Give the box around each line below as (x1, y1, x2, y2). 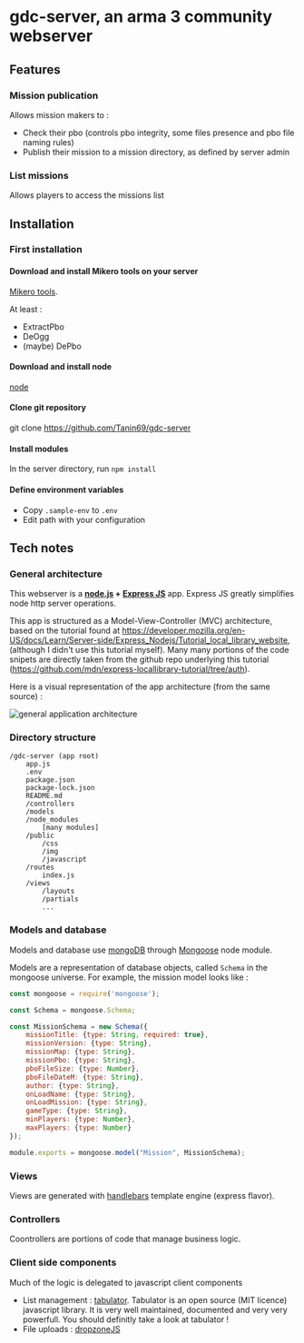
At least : (9, 303, 43, 314)
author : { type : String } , (25, 1081, 120, 1091)
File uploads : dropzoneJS (22, 1323, 121, 1334)
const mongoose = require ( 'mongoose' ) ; (9, 989, 161, 998)
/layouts (42, 887, 75, 896)
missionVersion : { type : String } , (25, 1039, 152, 1048)
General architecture (9, 568, 103, 580)
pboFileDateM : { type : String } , (25, 1072, 144, 1081)
